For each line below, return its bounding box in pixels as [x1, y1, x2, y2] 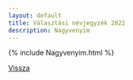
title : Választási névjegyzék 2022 [8, 19, 126, 27]
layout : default [8, 11, 62, 20]
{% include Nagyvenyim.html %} [8, 48, 115, 58]
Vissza [8, 63, 30, 73]
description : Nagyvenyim [8, 26, 90, 34]
